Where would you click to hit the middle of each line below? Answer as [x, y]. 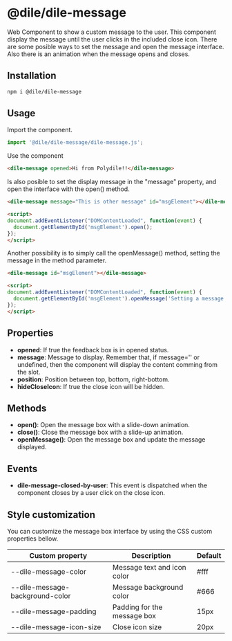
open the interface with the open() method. [68, 189]
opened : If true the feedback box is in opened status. [93, 350]
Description [151, 555]
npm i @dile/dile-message [44, 91]
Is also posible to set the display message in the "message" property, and [112, 182]
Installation [32, 76]
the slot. [29, 372]
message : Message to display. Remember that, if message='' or [108, 357]
